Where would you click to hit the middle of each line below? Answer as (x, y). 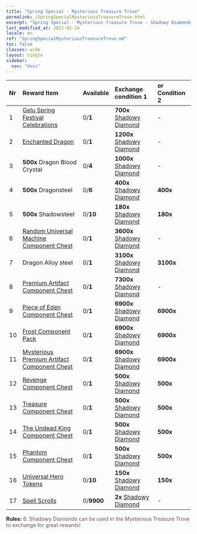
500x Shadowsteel (49, 215)
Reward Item (40, 93)
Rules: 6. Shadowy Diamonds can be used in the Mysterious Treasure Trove (98, 519)
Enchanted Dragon (48, 142)
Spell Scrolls (40, 501)
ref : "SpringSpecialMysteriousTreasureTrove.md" (67, 39)
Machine (35, 239)
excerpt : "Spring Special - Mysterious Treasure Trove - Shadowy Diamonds (99, 22)
